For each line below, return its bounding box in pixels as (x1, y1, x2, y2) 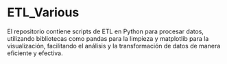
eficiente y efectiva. (7, 49, 63, 57)
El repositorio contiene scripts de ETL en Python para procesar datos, (7, 27, 204, 35)
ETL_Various (7, 5, 80, 20)
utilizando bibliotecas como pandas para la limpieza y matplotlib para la (7, 34, 209, 42)
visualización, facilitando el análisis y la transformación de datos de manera (7, 42, 221, 50)
